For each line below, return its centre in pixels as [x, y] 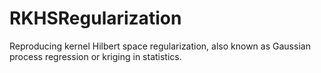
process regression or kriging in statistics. [95, 56]
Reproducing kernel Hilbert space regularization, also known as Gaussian [160, 46]
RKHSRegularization [95, 18]
